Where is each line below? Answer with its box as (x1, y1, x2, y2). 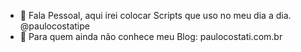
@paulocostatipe (19, 20, 90, 32)
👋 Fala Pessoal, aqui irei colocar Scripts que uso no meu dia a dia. (19, 10, 292, 21)
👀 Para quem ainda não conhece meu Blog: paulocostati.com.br (19, 31, 283, 42)
